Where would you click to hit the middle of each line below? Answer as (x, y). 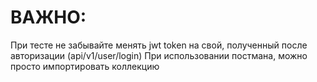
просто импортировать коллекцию (85, 66)
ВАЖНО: (48, 17)
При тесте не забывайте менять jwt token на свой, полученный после (159, 45)
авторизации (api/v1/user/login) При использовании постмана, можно (159, 55)
